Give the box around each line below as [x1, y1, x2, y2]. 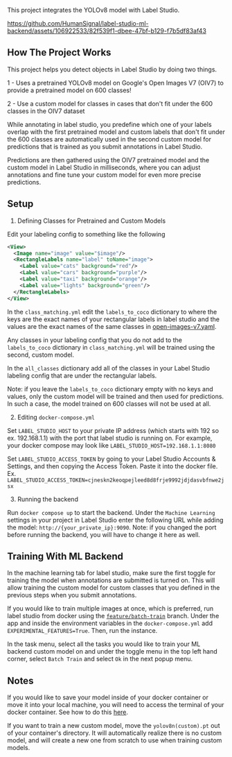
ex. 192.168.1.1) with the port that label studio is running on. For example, [7, 434, 213, 442]
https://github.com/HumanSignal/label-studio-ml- [7, 19, 149, 27]
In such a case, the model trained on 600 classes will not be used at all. [7, 399, 211, 408]
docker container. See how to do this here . [7, 708, 129, 717]
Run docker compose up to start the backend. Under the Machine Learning [7, 508, 215, 516]
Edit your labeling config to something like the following [7, 230, 166, 238]
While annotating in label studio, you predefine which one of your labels [7, 120, 213, 128]
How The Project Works [7, 46, 111, 58]
